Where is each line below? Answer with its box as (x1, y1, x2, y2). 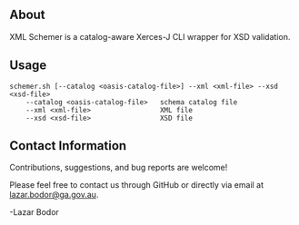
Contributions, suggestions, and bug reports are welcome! (9, 162, 228, 173)
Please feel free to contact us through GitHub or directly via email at (9, 180, 264, 191)
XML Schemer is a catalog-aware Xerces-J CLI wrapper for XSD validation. (9, 31, 291, 42)
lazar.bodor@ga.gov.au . (9, 190, 99, 201)
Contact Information (9, 138, 127, 153)
